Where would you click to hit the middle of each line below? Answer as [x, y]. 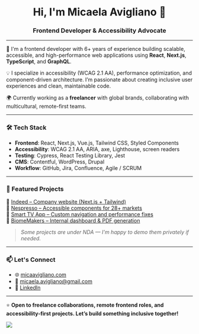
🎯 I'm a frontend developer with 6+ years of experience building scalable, [96, 49]
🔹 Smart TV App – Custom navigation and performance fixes [80, 214]
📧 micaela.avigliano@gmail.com [54, 281]
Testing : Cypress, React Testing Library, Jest [70, 155]
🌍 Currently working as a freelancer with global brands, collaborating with [98, 98]
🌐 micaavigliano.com [41, 275]
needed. [31, 239]
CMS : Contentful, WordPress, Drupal [60, 162]
